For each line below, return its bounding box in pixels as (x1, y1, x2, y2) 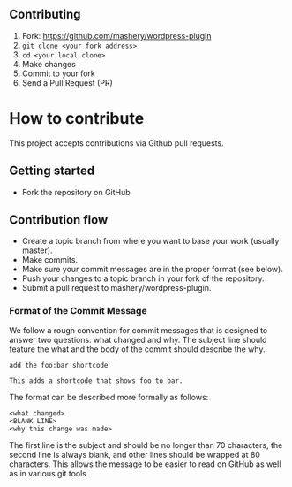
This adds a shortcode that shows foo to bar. (9, 376, 183, 385)
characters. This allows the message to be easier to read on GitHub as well (9, 459, 281, 469)
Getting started (9, 164, 95, 179)
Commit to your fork (21, 68, 95, 79)
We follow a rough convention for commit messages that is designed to (9, 324, 268, 335)
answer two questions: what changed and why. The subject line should (9, 334, 267, 345)
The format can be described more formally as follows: (9, 392, 209, 402)
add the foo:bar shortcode (9, 361, 109, 369)
